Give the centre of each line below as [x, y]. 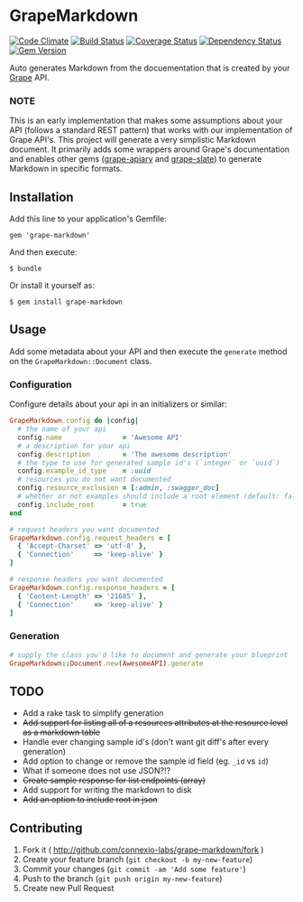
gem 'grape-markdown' [50, 236]
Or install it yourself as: [52, 286]
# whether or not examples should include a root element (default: [149, 497]
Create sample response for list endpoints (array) [114, 780]
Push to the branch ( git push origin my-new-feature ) [122, 879]
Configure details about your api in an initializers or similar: [118, 404]
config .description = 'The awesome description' [124, 454]
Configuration [41, 384]
